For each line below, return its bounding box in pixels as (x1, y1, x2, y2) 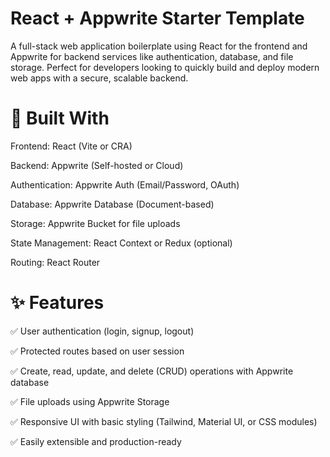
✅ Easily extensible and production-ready (10, 435, 182, 447)
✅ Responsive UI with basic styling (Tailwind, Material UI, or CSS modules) (10, 415, 318, 427)
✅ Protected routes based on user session (10, 345, 185, 357)
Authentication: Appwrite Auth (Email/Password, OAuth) (10, 178, 240, 191)
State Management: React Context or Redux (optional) (10, 237, 233, 249)
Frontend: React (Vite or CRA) (10, 140, 133, 152)
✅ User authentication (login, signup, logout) (10, 325, 195, 337)
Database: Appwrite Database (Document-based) (10, 198, 215, 210)
